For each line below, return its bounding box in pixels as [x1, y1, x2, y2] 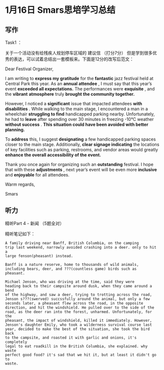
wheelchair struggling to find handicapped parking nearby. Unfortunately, [5, 111, 155, 117]
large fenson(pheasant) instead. [5, 254, 73, 258]
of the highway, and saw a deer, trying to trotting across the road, [5, 292, 152, 297]
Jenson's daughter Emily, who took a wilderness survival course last [5, 322, 152, 327]
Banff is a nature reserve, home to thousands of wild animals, [5, 262, 139, 267]
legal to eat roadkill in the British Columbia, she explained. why [5, 343, 148, 349]
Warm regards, [5, 181, 35, 187]
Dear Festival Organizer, [5, 66, 54, 72]
